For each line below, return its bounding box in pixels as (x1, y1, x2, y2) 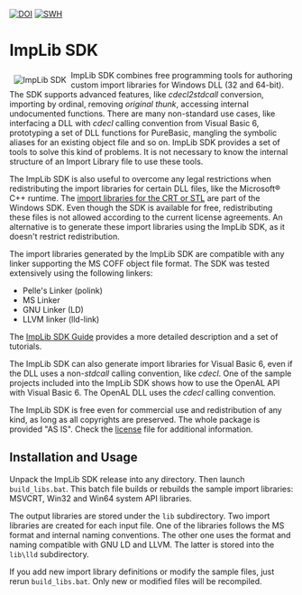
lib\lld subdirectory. (9, 548, 90, 559)
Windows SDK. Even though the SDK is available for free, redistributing (9, 202, 273, 213)
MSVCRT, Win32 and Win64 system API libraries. (9, 492, 192, 504)
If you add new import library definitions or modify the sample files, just (9, 566, 275, 577)
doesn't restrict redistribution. (9, 231, 120, 242)
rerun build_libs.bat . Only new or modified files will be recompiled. (9, 575, 263, 586)
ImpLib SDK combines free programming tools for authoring (70, 69, 293, 80)
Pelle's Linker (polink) (22, 285, 104, 296)
